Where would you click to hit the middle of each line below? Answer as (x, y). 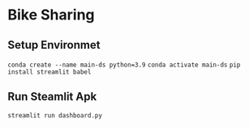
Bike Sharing (51, 15)
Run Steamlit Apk (52, 97)
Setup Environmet (54, 45)
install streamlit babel (49, 72)
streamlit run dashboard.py (55, 115)
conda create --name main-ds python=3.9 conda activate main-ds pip (124, 65)
